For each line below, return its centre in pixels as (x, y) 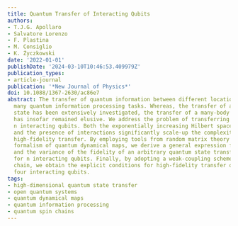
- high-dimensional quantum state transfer (73, 185)
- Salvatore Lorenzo (38, 34)
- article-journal (34, 80)
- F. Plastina (28, 40)
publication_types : (36, 73)
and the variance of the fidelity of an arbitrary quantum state (112, 152)
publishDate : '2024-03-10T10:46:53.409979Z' (74, 67)
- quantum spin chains (41, 212)
